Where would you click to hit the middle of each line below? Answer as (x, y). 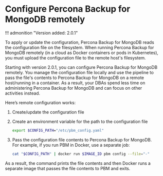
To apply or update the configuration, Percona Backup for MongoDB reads (80, 42)
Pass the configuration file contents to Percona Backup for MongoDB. (82, 139)
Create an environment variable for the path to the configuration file (80, 121)
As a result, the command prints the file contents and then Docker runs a (78, 163)
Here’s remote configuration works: (40, 102)
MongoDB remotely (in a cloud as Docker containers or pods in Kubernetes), (82, 53)
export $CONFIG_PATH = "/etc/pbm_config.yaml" (58, 130)
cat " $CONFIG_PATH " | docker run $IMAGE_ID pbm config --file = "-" (81, 154)
